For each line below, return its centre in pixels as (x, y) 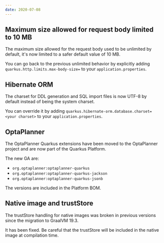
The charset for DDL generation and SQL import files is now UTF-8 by (76, 96)
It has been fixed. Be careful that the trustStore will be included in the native (82, 230)
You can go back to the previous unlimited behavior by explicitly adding (78, 64)
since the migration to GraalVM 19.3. (42, 220)
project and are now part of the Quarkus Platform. (56, 149)
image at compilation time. (32, 235)
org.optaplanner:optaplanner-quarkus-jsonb (58, 179)
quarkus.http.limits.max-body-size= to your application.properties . (76, 69)
